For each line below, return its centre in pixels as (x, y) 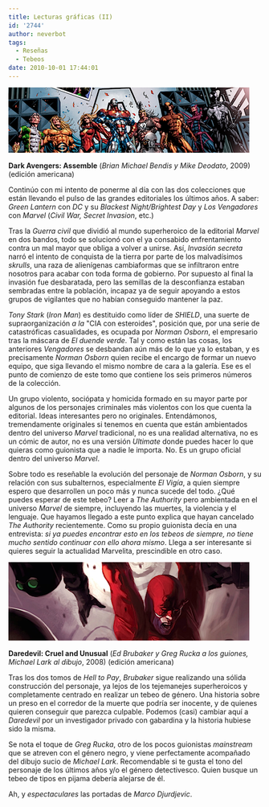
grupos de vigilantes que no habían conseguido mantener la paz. (116, 299)
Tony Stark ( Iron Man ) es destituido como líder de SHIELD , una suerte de (129, 314)
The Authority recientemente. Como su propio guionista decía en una (122, 525)
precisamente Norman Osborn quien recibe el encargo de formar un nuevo (132, 357)
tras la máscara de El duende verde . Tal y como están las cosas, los (120, 340)
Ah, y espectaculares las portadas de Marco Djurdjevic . (100, 794)
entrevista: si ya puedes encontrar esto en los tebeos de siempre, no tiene (131, 534)
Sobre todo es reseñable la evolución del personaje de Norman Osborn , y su (135, 473)
